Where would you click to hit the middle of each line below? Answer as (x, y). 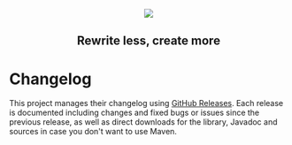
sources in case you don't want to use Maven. (93, 132)
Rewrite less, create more (149, 41)
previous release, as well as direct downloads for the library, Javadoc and (143, 122)
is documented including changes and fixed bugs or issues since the (134, 113)
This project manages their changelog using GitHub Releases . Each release (146, 103)
